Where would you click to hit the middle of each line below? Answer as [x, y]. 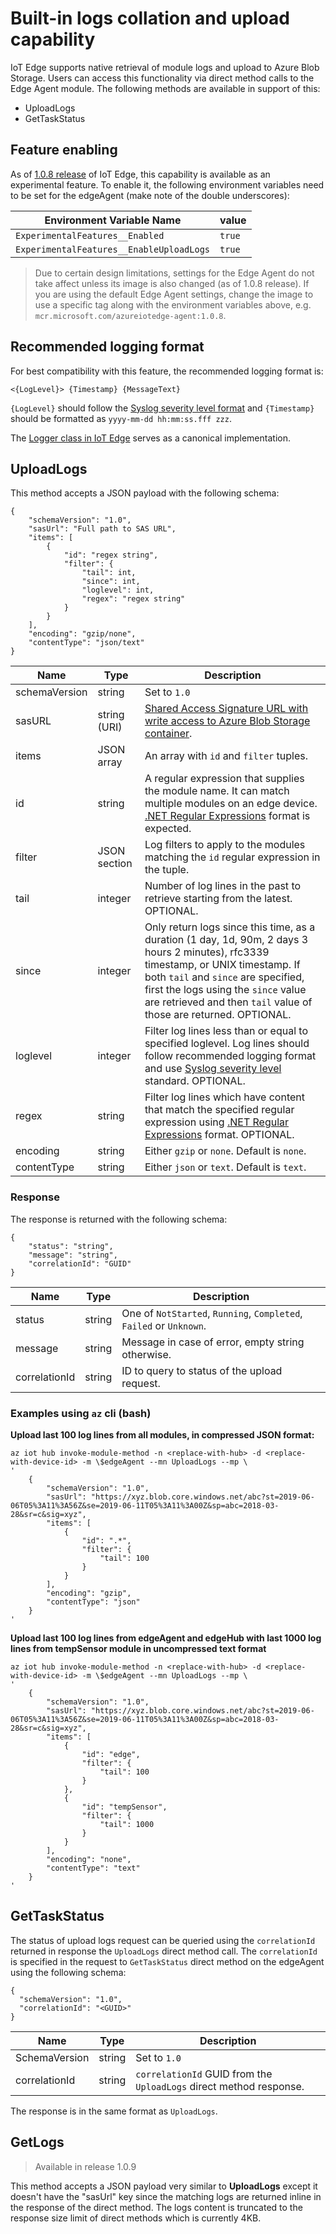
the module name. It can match [217, 791]
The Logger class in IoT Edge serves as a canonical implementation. [150, 438]
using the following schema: [68, 1972]
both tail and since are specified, [224, 977]
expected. [168, 829]
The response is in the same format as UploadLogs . [114, 2111]
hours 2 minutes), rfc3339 [207, 952]
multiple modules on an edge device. [231, 804]
